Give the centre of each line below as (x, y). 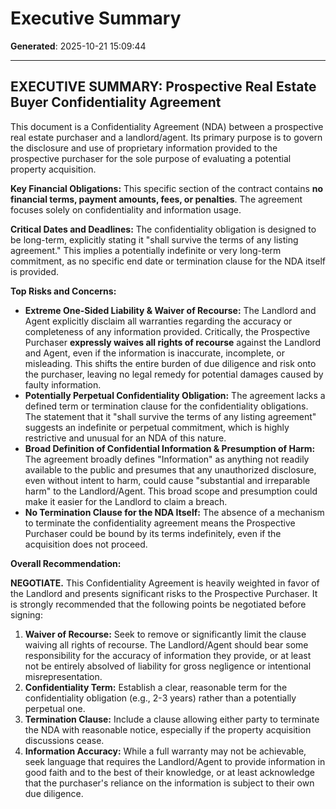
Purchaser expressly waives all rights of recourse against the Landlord (173, 342)
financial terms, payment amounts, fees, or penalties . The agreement (156, 199)
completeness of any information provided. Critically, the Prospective (167, 331)
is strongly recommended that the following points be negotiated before (158, 604)
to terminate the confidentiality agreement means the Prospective (160, 523)
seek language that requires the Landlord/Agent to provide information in (175, 761)
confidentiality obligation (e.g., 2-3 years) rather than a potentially (160, 698)
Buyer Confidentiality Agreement (116, 102)
